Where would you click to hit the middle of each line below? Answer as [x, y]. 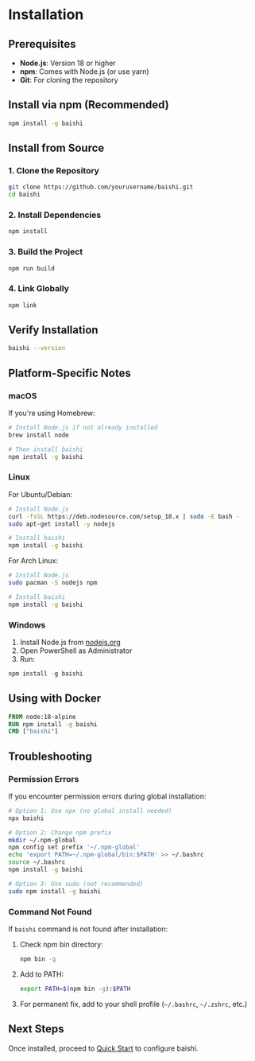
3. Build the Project [46, 252]
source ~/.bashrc [37, 862]
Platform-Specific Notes [70, 373]
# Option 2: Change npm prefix [60, 833]
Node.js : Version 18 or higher [68, 63]
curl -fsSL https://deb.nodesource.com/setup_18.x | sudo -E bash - [124, 516]
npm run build [32, 268]
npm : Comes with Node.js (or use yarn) [84, 72]
